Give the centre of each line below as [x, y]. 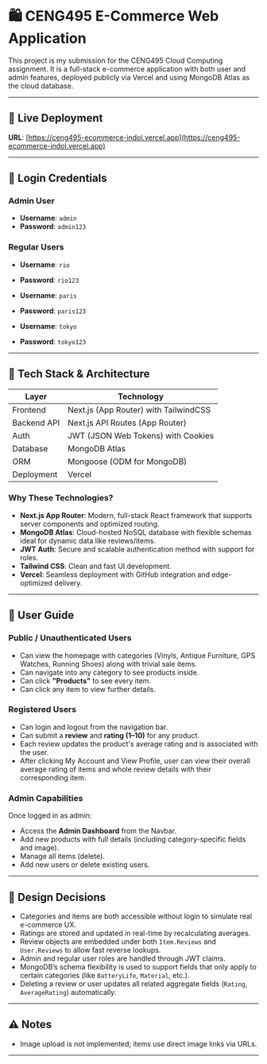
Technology [141, 397]
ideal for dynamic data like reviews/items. [88, 540]
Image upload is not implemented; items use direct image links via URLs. [138, 1043]
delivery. [68, 582]
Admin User [32, 201]
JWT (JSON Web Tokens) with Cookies [141, 435]
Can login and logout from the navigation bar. [94, 727]
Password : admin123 [53, 226]
